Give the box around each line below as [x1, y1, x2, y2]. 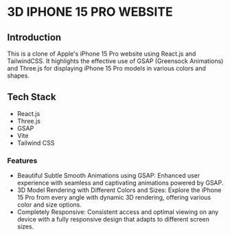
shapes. [7, 71, 30, 80]
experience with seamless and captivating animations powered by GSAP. [16, 179, 224, 187]
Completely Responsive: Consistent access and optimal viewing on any [16, 208, 219, 216]
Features [7, 156, 38, 165]
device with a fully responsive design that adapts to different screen [16, 215, 209, 224]
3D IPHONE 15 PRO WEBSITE [7, 4, 173, 20]
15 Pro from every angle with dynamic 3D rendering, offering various [16, 193, 211, 202]
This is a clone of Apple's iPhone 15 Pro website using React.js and [7, 49, 196, 58]
